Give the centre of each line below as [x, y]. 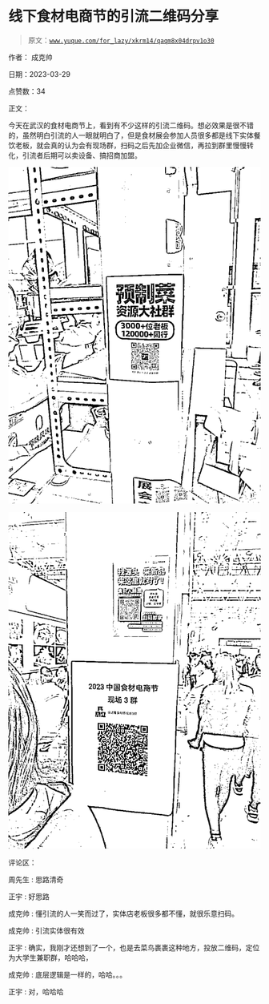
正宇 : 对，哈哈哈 [36, 991]
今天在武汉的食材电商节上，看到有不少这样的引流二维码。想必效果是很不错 [131, 125]
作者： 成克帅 [30, 57]
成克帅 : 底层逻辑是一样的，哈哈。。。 [67, 974]
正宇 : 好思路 [29, 896]
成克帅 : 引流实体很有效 [46, 930]
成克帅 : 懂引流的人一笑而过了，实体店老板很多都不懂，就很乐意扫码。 [123, 913]
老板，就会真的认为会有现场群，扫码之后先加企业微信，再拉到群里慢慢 [130, 145]
